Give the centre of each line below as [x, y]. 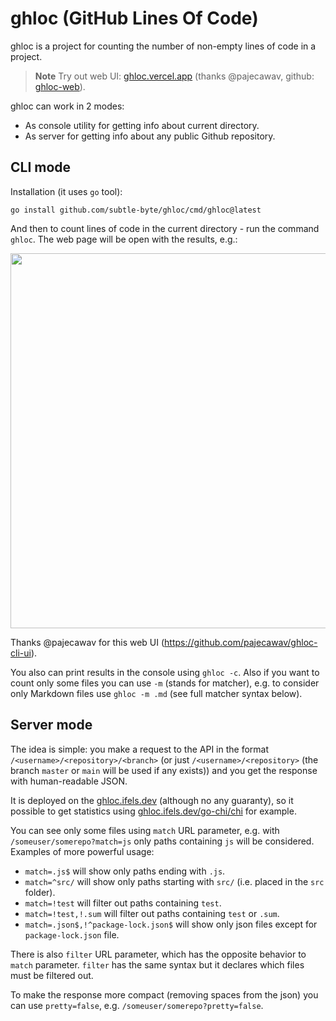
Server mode [51, 725]
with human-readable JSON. [69, 781]
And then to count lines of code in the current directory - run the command [165, 228]
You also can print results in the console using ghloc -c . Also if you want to [165, 672]
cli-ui [21, 653]
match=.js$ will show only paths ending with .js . [125, 871]
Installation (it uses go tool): [66, 191]
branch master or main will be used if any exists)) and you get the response [164, 770]
